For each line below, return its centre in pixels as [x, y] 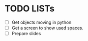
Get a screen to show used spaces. [47, 28]
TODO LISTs [29, 9]
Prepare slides [26, 34]
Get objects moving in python [42, 22]
